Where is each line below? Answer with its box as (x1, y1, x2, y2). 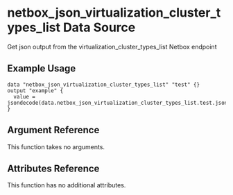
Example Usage (7, 62, 76, 74)
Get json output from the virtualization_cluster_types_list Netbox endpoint (7, 42, 217, 51)
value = (13, 93, 36, 100)
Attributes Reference (7, 162, 100, 174)
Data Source (62, 19, 136, 35)
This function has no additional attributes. (7, 181, 126, 189)
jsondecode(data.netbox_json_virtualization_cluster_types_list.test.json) (7, 99, 231, 106)
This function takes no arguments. (7, 142, 105, 151)
